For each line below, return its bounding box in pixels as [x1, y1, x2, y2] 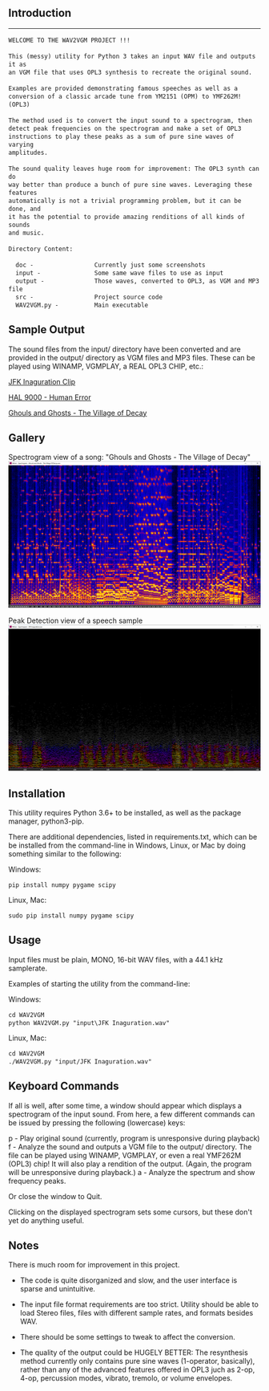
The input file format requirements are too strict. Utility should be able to [19, 1299, 259, 1309]
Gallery [8, 431, 46, 445]
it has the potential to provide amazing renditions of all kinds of [8, 213, 246, 221]
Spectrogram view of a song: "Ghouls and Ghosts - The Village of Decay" [8, 453, 251, 462]
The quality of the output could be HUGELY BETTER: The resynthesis [19, 1348, 248, 1357]
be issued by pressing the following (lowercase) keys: [8, 1117, 186, 1127]
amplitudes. [8, 148, 48, 157]
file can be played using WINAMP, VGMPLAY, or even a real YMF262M [8, 1150, 242, 1160]
